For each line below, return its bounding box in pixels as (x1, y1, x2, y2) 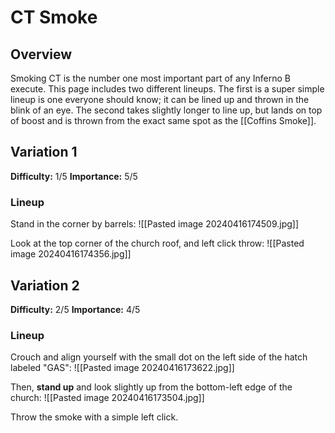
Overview (10, 46, 73, 63)
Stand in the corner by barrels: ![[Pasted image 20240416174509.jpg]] (10, 218, 300, 230)
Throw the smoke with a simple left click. (10, 411, 179, 423)
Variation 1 (10, 144, 78, 161)
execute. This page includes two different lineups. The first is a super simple (10, 83, 325, 95)
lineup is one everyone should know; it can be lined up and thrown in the (10, 94, 310, 105)
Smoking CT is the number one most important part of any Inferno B (10, 72, 291, 84)
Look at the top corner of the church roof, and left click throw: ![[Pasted (10, 237, 305, 250)
